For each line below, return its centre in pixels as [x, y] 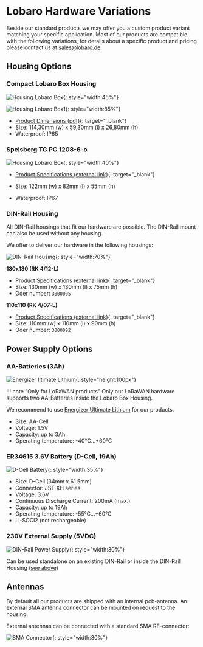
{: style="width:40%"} [91, 162]
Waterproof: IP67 [36, 198]
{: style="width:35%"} [75, 470]
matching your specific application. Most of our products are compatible [97, 34]
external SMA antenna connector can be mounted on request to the [91, 608]
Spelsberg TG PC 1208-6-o [47, 149]
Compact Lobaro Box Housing [51, 84]
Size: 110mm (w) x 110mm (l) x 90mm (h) [65, 323]
